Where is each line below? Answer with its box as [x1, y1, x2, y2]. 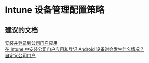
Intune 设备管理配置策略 [5, 4, 105, 16]
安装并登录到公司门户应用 [5, 40, 58, 46]
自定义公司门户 [5, 53, 36, 58]
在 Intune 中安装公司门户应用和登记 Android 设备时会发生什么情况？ [5, 46, 144, 52]
